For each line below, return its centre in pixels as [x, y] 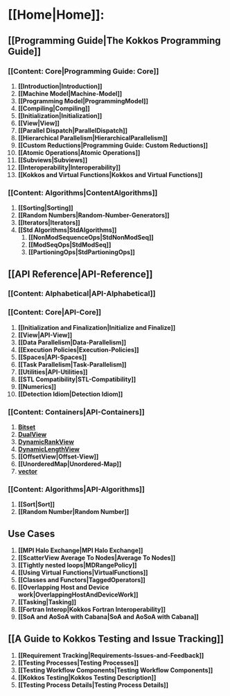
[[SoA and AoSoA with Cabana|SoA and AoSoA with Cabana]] [108, 617]
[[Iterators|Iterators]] [49, 223]
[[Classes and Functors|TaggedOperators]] [82, 580]
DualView [32, 435]
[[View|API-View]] [45, 335]
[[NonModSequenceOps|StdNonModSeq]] [91, 238]
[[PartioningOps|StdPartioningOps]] [81, 252]
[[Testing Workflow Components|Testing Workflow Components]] [115, 670]
